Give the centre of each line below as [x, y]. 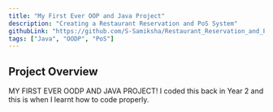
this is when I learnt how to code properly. [79, 100]
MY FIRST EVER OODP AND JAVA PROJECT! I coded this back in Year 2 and [136, 91]
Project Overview [53, 71]
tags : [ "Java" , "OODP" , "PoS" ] [61, 39]
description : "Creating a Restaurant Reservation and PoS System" [123, 24]
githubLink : [28, 31]
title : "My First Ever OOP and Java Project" [87, 16]
